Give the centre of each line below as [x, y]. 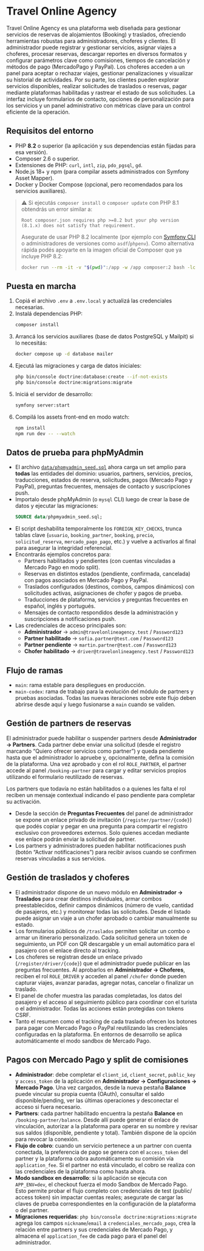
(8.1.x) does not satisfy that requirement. [78, 225]
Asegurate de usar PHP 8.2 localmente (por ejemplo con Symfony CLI [108, 237]
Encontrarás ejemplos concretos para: [63, 555]
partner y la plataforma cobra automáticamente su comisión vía [94, 1158]
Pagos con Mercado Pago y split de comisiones [97, 1060]
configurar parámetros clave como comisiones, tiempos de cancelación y [98, 60]
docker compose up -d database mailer [64, 354]
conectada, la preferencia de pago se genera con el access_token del [101, 1152]
